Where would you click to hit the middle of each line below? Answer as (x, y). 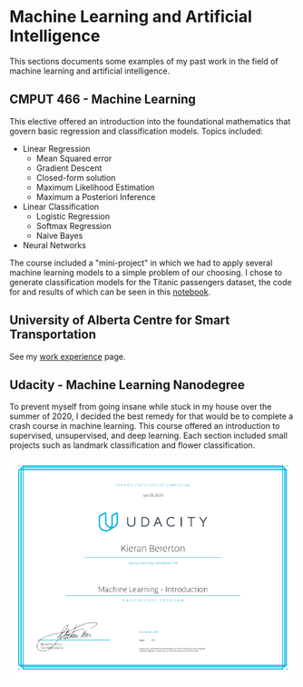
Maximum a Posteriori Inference (96, 196)
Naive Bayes (59, 235)
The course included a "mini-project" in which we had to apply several (141, 263)
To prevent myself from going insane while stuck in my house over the (141, 407)
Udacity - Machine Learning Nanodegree (127, 385)
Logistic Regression (73, 216)
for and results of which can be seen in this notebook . (110, 292)
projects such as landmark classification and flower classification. (132, 445)
